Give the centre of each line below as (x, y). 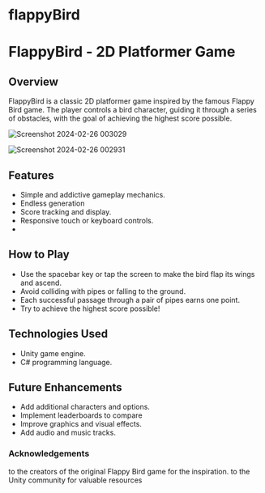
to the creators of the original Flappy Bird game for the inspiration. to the (129, 471)
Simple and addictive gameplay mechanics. (93, 195)
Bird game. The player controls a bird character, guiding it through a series (132, 110)
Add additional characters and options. (85, 407)
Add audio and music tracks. (68, 433)
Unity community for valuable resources (75, 480)
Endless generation (52, 203)
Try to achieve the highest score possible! (90, 308)
